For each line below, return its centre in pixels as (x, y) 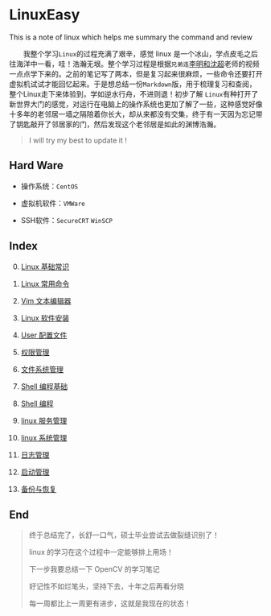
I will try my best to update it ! (78, 140)
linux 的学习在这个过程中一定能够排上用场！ (101, 552)
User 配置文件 (44, 335)
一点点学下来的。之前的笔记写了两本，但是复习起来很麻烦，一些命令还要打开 (136, 73)
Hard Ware (36, 165)
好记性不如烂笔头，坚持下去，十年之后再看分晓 (106, 586)
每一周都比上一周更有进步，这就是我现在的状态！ (110, 604)
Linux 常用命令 (45, 283)
